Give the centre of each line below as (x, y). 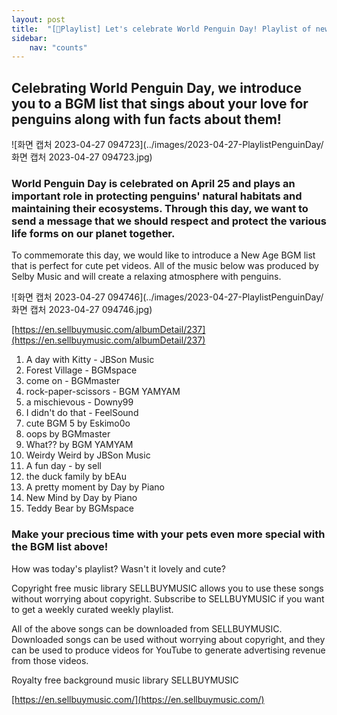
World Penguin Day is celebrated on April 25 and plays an (153, 183)
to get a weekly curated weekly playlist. (92, 609)
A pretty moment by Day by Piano (95, 487)
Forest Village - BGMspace (81, 370)
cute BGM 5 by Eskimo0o (78, 423)
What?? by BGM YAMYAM (79, 445)
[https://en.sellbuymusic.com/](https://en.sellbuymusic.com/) (138, 699)
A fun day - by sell (63, 466)
